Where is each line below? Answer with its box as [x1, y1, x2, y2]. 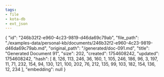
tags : [5, 7, 16, 12]
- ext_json [5, 21, 28, 26]
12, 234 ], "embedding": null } [5, 67, 66, 73]
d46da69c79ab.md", [5, 45, 48, 51]
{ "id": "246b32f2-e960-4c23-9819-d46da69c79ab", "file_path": [5, 35, 139, 41]
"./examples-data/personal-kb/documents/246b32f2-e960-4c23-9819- [5, 40, 153, 46]
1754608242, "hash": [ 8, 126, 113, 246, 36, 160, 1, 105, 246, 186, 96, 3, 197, [5, 56, 159, 62]
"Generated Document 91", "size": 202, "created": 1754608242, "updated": [5, 51, 160, 57]
